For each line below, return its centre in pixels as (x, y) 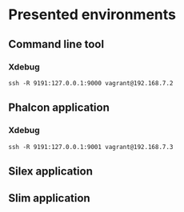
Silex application (51, 171)
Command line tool (56, 44)
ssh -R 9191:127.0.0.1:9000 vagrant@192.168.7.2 (91, 83)
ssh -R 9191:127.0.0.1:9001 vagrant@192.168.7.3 (91, 147)
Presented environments (92, 15)
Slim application (49, 198)
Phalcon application (59, 108)
